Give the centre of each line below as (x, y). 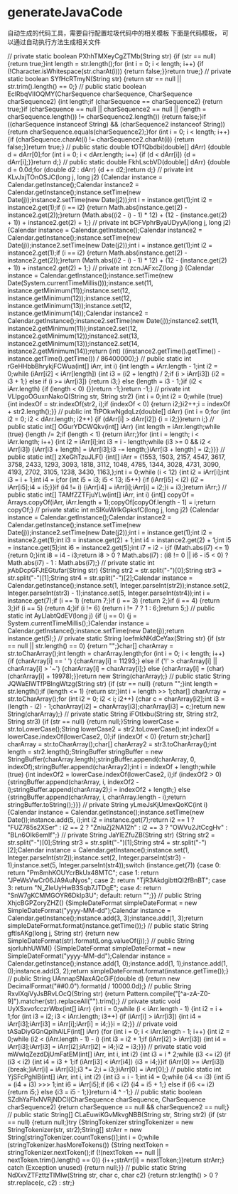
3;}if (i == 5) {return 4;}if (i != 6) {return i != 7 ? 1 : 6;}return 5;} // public (111, 608)
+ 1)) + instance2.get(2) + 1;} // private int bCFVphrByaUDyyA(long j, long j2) (119, 222)
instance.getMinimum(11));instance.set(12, (69, 290)
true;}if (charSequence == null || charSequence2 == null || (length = (107, 109)
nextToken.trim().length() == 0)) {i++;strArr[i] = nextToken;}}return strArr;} (116, 1160)
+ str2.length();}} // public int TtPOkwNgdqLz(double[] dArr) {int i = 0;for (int (119, 411)
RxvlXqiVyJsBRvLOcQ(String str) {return (66, 993)
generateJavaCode (65, 12)
